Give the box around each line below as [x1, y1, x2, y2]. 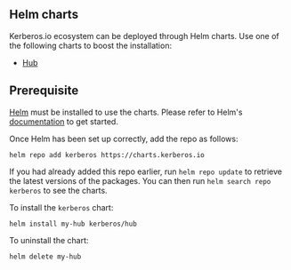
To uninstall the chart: [9, 234, 89, 245]
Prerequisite [9, 83, 79, 99]
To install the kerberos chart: [9, 202, 114, 212]
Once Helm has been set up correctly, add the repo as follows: [9, 133, 238, 144]
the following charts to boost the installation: [9, 40, 172, 51]
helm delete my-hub [9, 252, 82, 261]
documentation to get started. [9, 115, 118, 127]
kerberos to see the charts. [9, 185, 109, 195]
